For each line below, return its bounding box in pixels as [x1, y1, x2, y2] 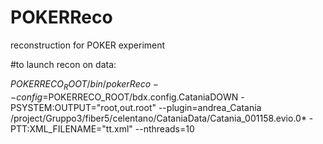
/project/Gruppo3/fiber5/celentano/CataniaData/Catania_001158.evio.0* [10, 112, 307, 124]
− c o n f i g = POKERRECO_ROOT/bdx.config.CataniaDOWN [10, 91, 239, 103]
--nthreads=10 [134, 122, 195, 135]
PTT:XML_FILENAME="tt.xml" [10, 122, 133, 135]
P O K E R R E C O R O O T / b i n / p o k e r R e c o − [10, 77, 159, 92]
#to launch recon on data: [10, 58, 117, 70]
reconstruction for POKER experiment [10, 39, 166, 51]
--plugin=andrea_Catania [158, 101, 262, 113]
